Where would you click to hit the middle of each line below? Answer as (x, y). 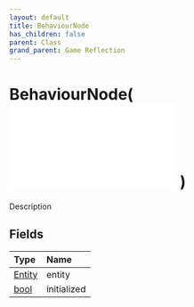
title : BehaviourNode (49, 26)
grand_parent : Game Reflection (67, 51)
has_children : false (48, 34)
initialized (66, 288)
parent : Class (36, 42)
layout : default (39, 17)
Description (30, 206)
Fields (27, 234)
